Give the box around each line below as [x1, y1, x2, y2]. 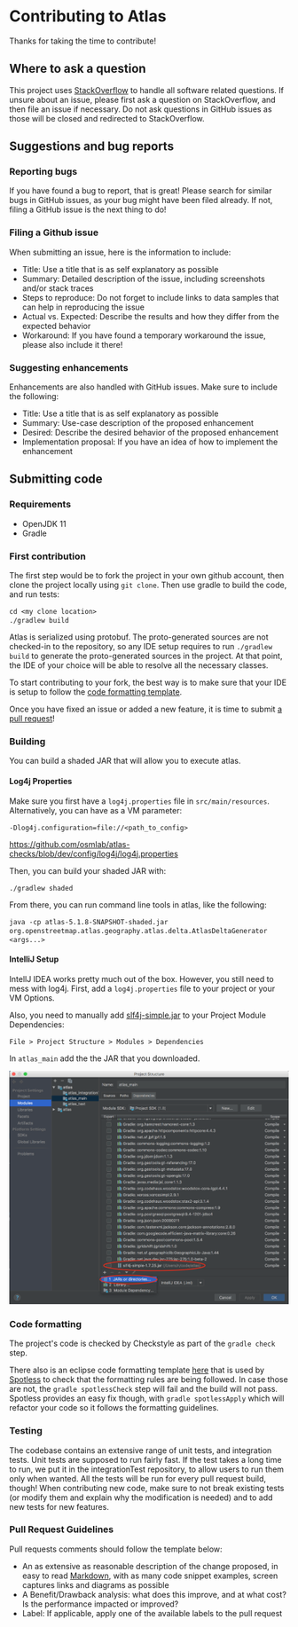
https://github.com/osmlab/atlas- [9, 838, 130, 849]
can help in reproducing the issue [21, 302, 145, 312]
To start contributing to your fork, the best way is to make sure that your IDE [9, 677, 286, 688]
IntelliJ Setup [9, 954, 59, 964]
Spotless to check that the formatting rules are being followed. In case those [9, 1374, 288, 1385]
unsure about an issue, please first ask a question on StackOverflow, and [9, 94, 277, 105]
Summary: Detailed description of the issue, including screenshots [21, 273, 266, 284]
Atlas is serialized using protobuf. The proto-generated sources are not [9, 632, 269, 642]
